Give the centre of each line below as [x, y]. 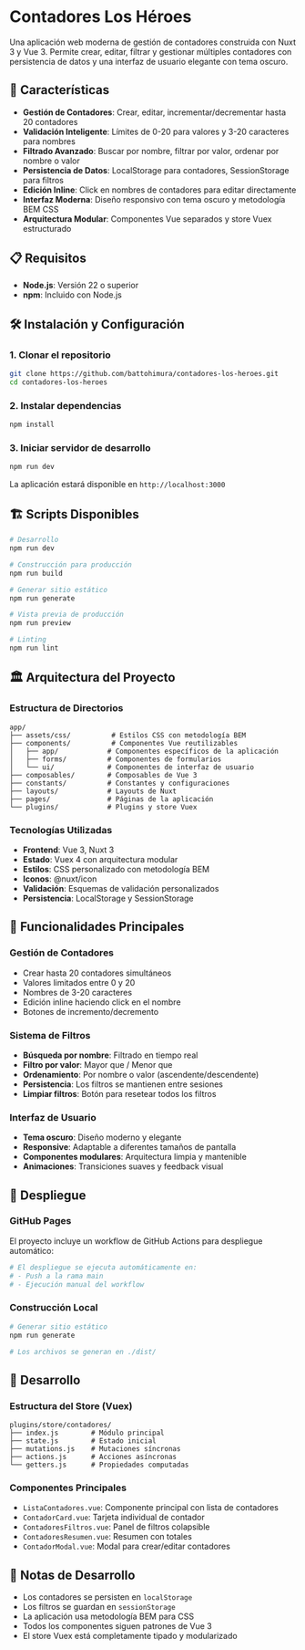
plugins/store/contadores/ [61, 1425]
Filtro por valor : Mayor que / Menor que [97, 1064]
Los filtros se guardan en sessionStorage [99, 1607]
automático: [32, 1250]
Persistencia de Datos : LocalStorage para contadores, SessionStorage [156, 170]
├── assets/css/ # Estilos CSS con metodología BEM [128, 735]
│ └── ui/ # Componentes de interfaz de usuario [132, 767]
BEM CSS [41, 209]
